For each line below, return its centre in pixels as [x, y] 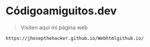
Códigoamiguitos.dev [61, 11]
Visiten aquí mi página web [54, 27]
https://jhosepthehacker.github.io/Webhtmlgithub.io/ [75, 38]
